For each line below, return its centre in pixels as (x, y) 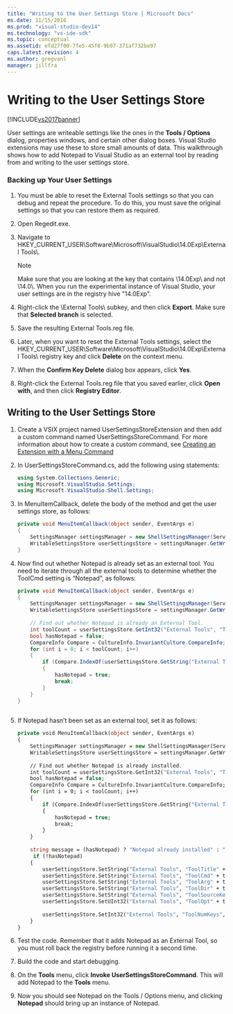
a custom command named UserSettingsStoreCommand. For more (112, 436)
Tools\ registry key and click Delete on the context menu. (102, 356)
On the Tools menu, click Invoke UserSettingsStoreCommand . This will (120, 975)
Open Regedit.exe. (44, 223)
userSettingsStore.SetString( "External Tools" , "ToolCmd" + (131, 876)
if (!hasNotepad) (58, 856)
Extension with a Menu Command (65, 451)
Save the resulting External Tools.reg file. (76, 328)
